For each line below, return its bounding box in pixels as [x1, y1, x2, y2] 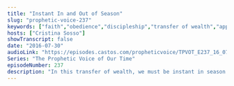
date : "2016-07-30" [7, 42, 64, 49]
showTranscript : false [7, 36, 73, 43]
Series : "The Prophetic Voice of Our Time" [7, 55, 136, 62]
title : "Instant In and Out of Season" [7, 10, 123, 17]
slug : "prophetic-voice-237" [7, 17, 92, 24]
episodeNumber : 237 [7, 62, 64, 69]
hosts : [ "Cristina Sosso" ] [7, 29, 86, 37]
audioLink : [7, 49, 39, 56]
